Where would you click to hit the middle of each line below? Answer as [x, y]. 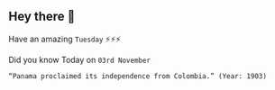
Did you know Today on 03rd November [79, 59]
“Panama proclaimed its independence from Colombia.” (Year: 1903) [138, 76]
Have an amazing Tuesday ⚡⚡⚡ [65, 39]
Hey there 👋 [42, 17]
